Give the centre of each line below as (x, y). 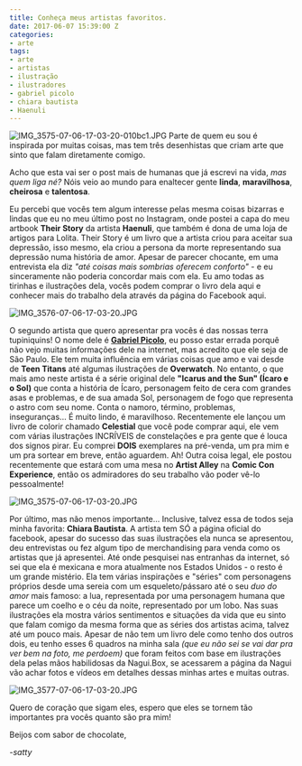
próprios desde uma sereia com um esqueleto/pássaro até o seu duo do (143, 586)
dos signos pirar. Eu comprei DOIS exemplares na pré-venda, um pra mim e (150, 446)
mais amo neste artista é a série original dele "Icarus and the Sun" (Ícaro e (149, 378)
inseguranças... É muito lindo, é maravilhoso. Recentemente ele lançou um (147, 417)
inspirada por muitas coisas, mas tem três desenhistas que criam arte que (146, 145)
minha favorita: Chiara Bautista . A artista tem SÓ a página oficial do (135, 528)
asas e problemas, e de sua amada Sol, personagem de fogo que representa (151, 397)
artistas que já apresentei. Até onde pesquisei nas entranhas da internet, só (150, 557)
